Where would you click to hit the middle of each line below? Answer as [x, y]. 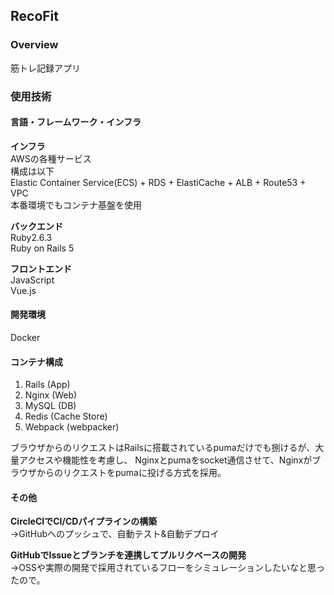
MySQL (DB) [50, 406]
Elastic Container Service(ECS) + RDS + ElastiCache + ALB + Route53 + [158, 182]
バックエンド [36, 226]
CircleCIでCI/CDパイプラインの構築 [84, 521]
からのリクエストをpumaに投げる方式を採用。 [131, 473]
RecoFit [34, 16]
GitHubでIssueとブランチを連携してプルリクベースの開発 [128, 555]
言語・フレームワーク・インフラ [76, 122]
